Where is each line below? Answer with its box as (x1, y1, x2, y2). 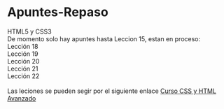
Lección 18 (7, 42, 38, 50)
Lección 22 (7, 71, 40, 80)
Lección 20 (7, 57, 40, 65)
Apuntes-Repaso (7, 4, 108, 20)
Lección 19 (7, 50, 38, 58)
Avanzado (7, 94, 36, 102)
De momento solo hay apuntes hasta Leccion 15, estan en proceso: (7, 34, 201, 43)
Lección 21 (7, 64, 38, 73)
